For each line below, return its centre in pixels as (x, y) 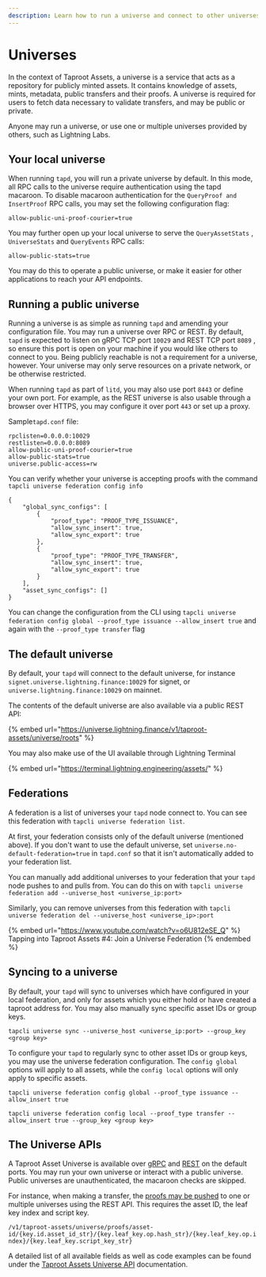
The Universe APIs (55, 1145)
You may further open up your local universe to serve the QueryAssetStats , (131, 233)
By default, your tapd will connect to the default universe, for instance (122, 673)
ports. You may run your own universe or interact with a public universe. (126, 1172)
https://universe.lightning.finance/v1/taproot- (134, 729)
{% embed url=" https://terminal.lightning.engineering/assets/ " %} (116, 768)
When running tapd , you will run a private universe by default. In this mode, (131, 179)
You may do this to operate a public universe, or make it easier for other (125, 271)
